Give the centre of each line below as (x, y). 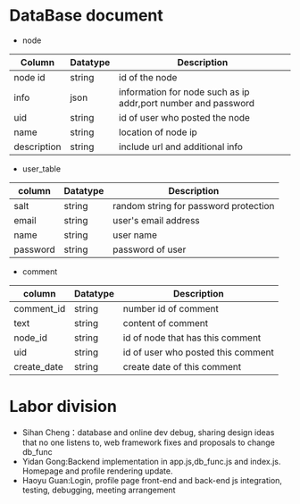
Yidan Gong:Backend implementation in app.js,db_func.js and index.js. (151, 461)
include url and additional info (181, 147)
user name (135, 235)
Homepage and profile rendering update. (97, 471)
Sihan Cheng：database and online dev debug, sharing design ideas (148, 432)
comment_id (40, 308)
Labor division (63, 407)
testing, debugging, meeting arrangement (99, 490)
